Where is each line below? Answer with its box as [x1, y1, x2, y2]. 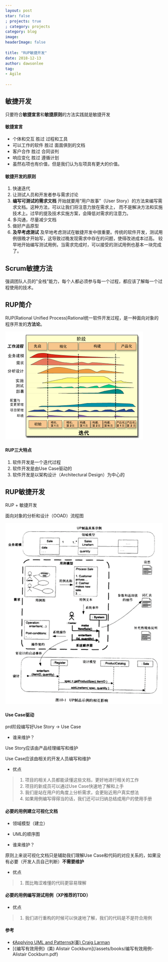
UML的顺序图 [12, 831, 40, 837]
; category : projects [5, 24, 50, 29]
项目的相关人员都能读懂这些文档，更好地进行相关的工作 [24, 777, 139, 783]
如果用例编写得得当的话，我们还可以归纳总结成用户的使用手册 [24, 796, 152, 802]
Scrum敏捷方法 [5, 264, 52, 272]
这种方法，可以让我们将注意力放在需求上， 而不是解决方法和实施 [29, 204, 163, 210]
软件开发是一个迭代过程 [12, 459, 61, 465]
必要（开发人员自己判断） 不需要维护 [9, 858, 84, 864]
